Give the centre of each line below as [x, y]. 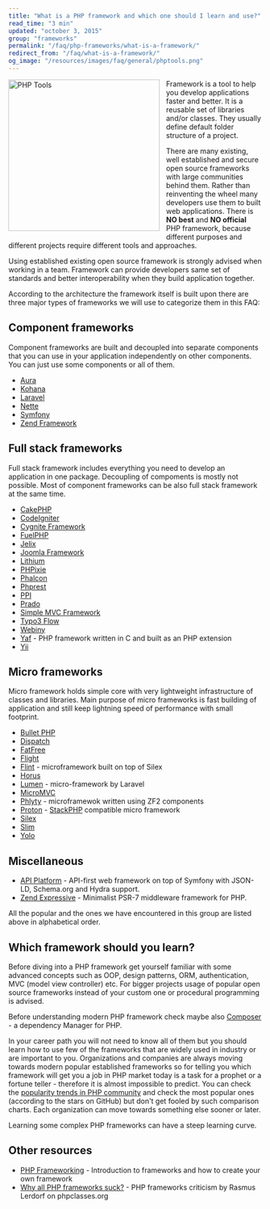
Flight [29, 758]
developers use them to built [214, 202]
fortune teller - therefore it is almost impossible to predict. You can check [130, 1084]
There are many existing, [207, 151]
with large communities [205, 176]
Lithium [32, 560]
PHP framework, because [209, 228]
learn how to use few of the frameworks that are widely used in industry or [132, 1049]
